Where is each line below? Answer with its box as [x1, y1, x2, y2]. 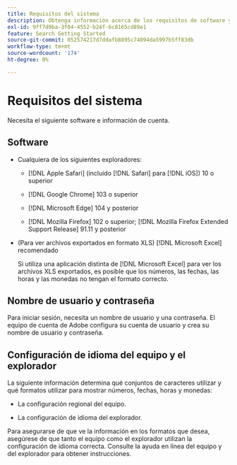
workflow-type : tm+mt [7, 43, 71, 50]
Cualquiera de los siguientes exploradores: [17, 155, 142, 163]
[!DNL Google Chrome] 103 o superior [28, 190, 139, 198]
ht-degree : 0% [7, 56, 49, 63]
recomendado [17, 246, 59, 254]
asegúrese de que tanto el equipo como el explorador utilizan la [7, 435, 193, 443]
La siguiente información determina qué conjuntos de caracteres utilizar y [7, 378, 222, 387]
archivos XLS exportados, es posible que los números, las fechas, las [17, 267, 219, 275]
